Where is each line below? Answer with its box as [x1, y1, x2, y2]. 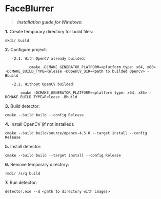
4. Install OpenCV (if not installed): [5, 121, 75, 127]
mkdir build [5, 38, 29, 43]
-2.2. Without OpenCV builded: [11, 82, 76, 87]
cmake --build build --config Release [5, 112, 84, 117]
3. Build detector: [5, 103, 40, 109]
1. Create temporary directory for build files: [5, 28, 94, 34]
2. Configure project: [5, 46, 47, 52]
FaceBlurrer [5, 3, 54, 14]
